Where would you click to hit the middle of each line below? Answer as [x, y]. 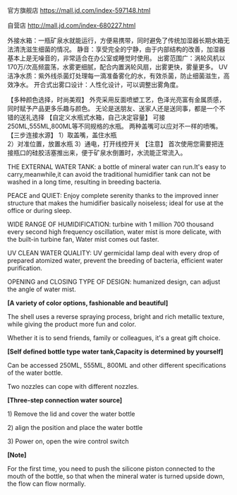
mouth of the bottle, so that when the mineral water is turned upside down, [116, 476]
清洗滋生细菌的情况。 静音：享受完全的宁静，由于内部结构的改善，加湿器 [119, 49]
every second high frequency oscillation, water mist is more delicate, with [114, 232]
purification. [25, 268]
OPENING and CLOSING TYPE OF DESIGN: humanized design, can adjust [114, 282]
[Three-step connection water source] [65, 400]
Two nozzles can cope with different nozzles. [73, 386]
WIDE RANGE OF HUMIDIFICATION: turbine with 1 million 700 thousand [110, 224]
